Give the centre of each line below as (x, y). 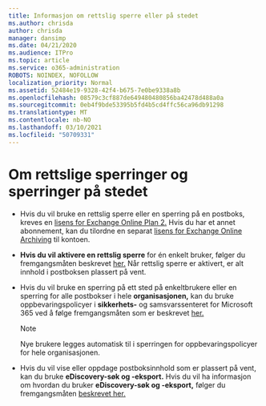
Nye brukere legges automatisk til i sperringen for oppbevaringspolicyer (139, 344)
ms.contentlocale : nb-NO (50, 120)
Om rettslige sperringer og (98, 174)
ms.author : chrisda (41, 23)
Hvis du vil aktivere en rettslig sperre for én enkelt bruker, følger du (133, 255)
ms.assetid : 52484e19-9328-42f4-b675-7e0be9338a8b (95, 90)
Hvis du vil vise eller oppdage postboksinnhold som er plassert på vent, (138, 368)
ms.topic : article (39, 61)
